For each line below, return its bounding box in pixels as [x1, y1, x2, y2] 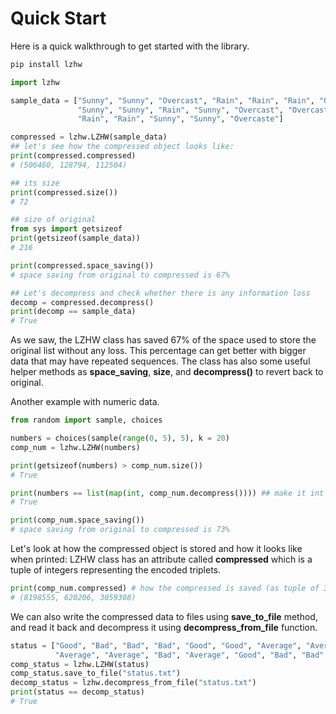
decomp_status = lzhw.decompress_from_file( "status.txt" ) [10, 678, 257, 688]
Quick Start [10, 7, 107, 30]
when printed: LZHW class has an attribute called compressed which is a [10, 553, 313, 566]
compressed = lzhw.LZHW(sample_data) [10, 132, 168, 142]
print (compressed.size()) [10, 187, 118, 197]
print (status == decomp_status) [10, 687, 145, 697]
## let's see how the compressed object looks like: [10, 142, 235, 152]
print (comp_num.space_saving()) [10, 515, 145, 526]
